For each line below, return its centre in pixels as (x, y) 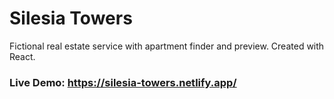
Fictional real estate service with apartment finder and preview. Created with (167, 46)
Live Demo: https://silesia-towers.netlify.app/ (123, 82)
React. (22, 56)
